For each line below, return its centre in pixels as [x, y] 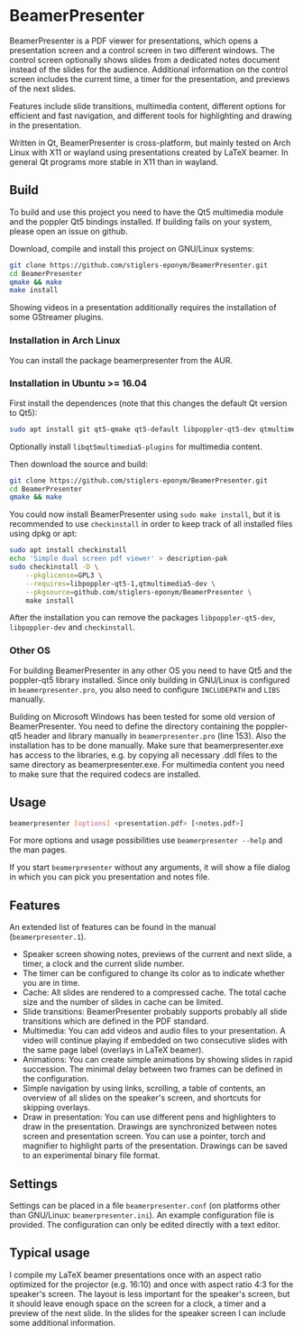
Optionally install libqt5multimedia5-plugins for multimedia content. [136, 447]
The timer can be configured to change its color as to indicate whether [154, 973]
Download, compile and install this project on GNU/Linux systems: [132, 248]
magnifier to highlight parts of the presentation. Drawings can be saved [155, 1146]
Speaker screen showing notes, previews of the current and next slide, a [157, 954]
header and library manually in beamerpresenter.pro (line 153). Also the [155, 735]
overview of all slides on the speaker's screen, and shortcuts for [142, 1098]
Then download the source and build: [79, 464]
